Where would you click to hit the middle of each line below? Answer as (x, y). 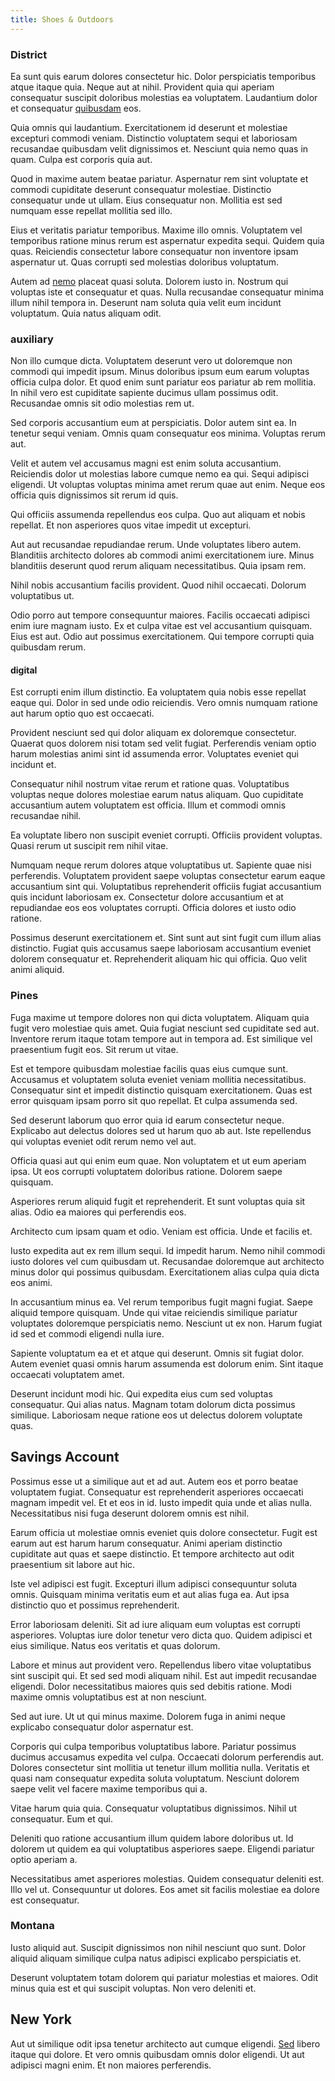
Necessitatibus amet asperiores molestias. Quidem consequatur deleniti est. (167, 1878)
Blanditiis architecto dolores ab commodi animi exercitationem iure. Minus (162, 555)
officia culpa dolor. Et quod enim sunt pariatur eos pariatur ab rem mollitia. (163, 382)
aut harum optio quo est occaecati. (82, 713)
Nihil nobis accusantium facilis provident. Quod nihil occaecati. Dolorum (158, 585)
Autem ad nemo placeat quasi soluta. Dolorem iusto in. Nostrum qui (149, 281)
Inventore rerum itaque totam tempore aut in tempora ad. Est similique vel (161, 1038)
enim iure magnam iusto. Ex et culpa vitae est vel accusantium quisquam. (161, 626)
